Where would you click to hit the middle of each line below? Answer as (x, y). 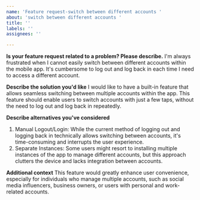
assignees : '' (24, 34)
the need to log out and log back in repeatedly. (64, 106)
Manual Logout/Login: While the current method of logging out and (98, 129)
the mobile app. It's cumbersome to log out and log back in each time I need (100, 69)
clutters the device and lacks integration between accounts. (89, 161)
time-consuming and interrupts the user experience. (79, 142)
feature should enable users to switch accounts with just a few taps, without (100, 100)
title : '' (19, 23)
